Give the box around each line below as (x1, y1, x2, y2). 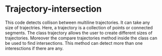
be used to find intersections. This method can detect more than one (5, 40, 143, 46)
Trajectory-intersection (5, 3, 102, 15)
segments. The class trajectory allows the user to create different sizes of (5, 30, 153, 36)
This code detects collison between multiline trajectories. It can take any (5, 19, 150, 25)
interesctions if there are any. (5, 45, 64, 51)
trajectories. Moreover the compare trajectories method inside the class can (5, 35, 157, 41)
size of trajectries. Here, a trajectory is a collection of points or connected (5, 24, 153, 30)
